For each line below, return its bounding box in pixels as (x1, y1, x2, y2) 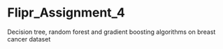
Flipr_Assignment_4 (7, 5, 126, 21)
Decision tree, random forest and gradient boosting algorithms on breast (7, 28, 216, 36)
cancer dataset (7, 35, 51, 43)
